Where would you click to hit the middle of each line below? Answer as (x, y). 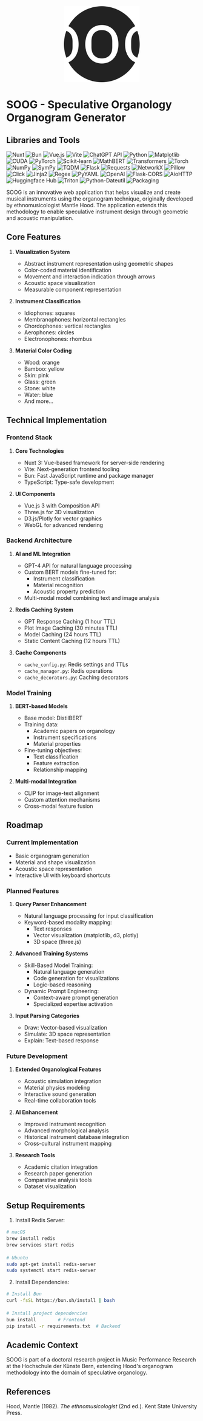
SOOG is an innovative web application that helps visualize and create (93, 192)
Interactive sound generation (60, 1094)
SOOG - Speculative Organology (89, 105)
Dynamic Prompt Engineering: (61, 991)
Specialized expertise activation (73, 1004)
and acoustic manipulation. (40, 218)
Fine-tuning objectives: (53, 751)
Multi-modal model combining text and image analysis (92, 597)
